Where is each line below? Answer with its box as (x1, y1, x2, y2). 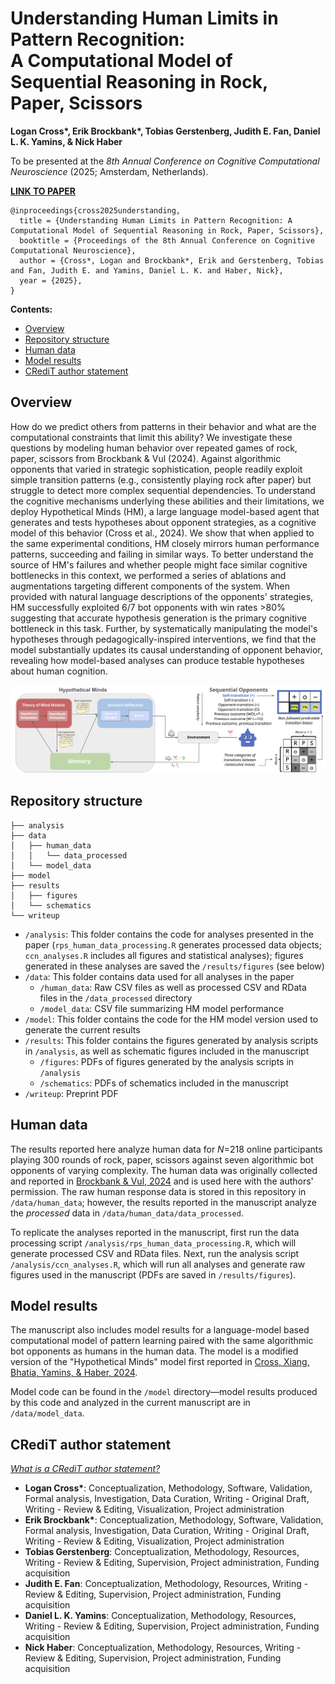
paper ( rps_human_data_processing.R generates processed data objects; (24, 938, 322, 951)
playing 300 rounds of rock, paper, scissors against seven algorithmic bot (10, 1153, 314, 1166)
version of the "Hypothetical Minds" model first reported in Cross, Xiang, (10, 1356, 310, 1368)
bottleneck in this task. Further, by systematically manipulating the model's (10, 622, 318, 634)
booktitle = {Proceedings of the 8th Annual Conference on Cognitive (19, 235, 315, 246)
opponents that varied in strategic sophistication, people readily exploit (10, 463, 303, 475)
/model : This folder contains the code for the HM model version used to (24, 1013, 319, 1025)
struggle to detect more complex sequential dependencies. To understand (10, 484, 316, 496)
